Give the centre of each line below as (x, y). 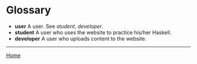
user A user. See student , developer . (59, 26)
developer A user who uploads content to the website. (80, 38)
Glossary (29, 10)
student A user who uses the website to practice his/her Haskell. (93, 32)
